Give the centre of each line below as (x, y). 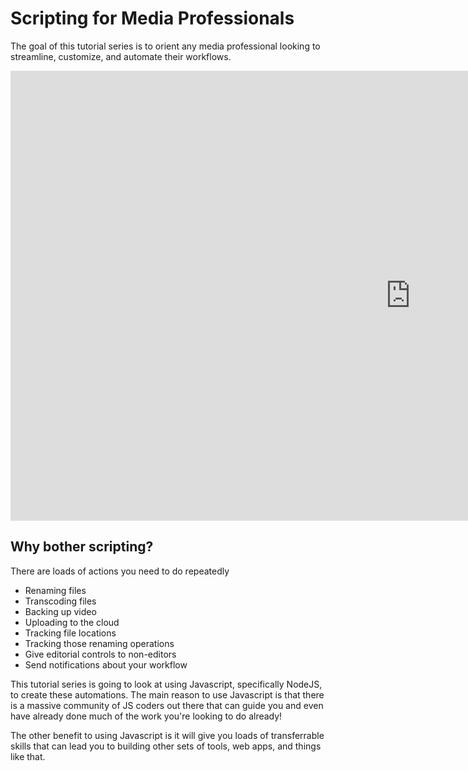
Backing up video (60, 611)
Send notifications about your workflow (106, 664)
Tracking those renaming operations (99, 643)
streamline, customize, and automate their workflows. (121, 56)
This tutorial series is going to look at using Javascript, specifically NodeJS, (166, 684)
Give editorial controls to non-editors (100, 654)
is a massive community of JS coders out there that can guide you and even (167, 705)
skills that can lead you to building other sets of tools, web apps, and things (166, 746)
